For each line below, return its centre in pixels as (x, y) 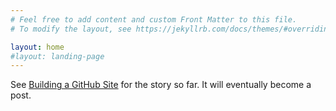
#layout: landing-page (57, 56)
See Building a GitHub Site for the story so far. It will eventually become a (161, 85)
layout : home (37, 47)
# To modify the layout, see (71, 29)
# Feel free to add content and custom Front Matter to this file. (154, 19)
